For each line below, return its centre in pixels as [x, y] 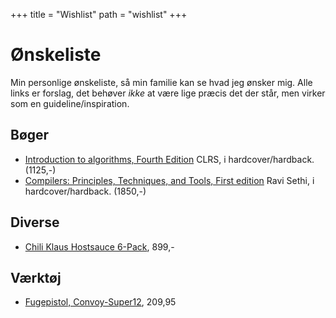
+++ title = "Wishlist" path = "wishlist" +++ [99, 14]
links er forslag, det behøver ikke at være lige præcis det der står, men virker [168, 93]
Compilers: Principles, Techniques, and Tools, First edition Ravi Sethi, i [169, 180]
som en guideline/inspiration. [70, 103]
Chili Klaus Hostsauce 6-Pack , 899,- [99, 246]
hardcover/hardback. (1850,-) [85, 191]
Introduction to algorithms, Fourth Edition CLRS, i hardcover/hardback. [169, 159]
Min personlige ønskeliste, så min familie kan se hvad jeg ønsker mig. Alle [161, 82]
